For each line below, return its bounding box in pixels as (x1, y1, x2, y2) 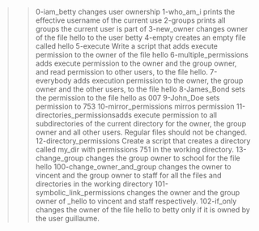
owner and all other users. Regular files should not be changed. (35, 127, 248, 137)
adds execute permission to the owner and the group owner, (35, 58, 237, 68)
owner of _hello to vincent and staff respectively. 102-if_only (35, 196, 237, 206)
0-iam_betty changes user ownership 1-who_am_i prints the (35, 7, 236, 16)
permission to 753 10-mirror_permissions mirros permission (35, 101, 236, 111)
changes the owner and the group (126, 188, 240, 197)
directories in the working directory (35, 179, 153, 189)
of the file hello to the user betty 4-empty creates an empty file (35, 32, 246, 42)
